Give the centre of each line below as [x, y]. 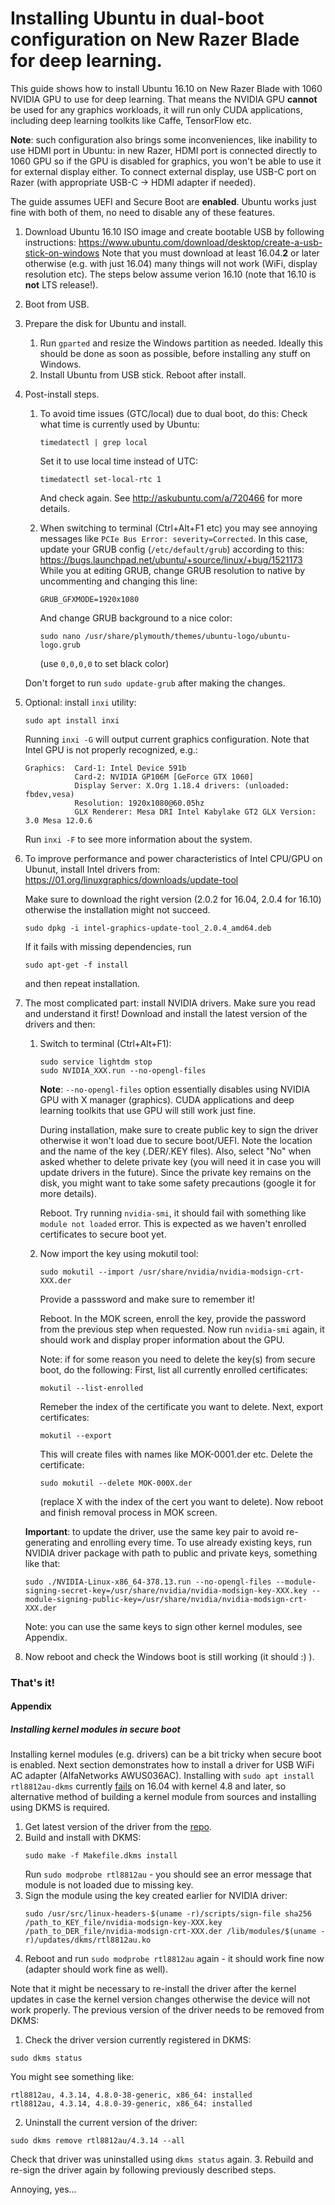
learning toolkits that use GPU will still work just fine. [148, 1110]
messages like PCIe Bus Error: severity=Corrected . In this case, [173, 538]
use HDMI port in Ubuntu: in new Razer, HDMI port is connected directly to [164, 150]
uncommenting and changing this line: [118, 581]
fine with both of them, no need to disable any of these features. [143, 212]
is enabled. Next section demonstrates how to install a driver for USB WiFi [162, 1765]
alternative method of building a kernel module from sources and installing [163, 1797]
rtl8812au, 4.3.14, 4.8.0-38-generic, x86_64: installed [131, 2095]
